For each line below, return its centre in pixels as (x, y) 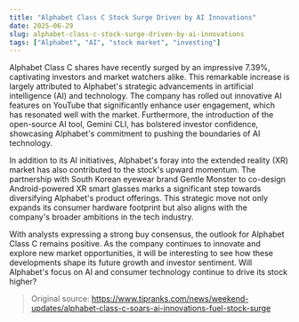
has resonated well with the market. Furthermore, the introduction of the (141, 115)
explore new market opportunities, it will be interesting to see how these (141, 254)
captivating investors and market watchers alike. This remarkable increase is (149, 77)
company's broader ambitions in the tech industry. (101, 217)
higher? (23, 282)
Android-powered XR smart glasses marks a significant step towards (135, 189)
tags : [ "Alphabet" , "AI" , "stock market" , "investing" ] (115, 42)
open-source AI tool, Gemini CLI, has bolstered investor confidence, (134, 125)
